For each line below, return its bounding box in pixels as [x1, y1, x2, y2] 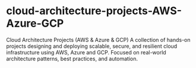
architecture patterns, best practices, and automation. [6, 55, 138, 62]
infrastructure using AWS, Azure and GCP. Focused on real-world [6, 48, 166, 56]
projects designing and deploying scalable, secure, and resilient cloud [6, 43, 178, 50]
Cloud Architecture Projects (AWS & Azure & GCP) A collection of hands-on [6, 36, 191, 43]
